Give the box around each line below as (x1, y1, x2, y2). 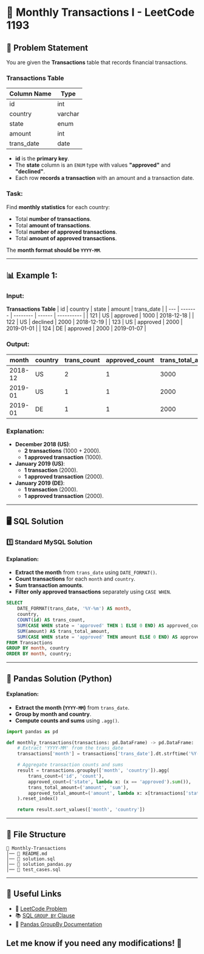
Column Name (9, 89, 52, 98)
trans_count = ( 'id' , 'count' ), (28, 773, 104, 779)
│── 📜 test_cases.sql (6, 866, 61, 873)
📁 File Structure (6, 829, 66, 840)
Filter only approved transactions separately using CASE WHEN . (15, 588, 172, 595)
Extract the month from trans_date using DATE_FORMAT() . (15, 569, 157, 576)
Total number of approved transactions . (15, 228, 117, 235)
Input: (6, 291, 24, 300)
